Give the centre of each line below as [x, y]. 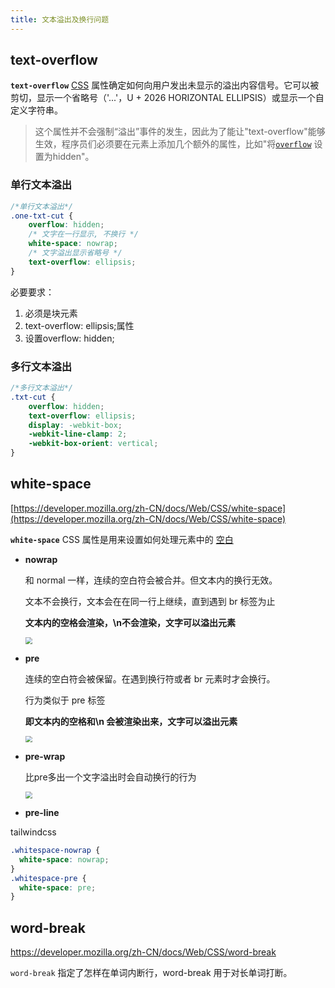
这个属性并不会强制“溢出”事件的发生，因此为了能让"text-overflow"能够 [180, 132]
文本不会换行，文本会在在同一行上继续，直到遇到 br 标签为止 [150, 601]
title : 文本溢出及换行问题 [60, 19]
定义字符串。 [36, 110]
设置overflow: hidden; [69, 338]
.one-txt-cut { [42, 216]
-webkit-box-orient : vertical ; [93, 444]
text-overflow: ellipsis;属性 [79, 325]
